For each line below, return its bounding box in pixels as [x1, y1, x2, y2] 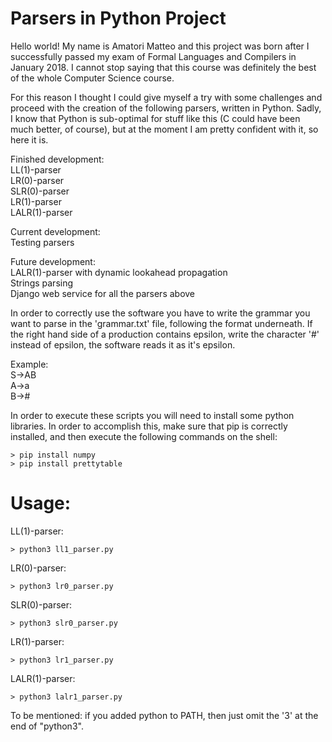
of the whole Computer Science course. [10, 72, 175, 84]
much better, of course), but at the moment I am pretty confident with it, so [10, 123, 319, 135]
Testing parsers [10, 236, 75, 248]
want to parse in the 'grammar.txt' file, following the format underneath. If [10, 317, 313, 329]
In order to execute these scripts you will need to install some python [10, 409, 295, 421]
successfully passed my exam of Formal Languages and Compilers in [10, 50, 297, 62]
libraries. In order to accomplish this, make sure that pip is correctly [10, 420, 288, 432]
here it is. [10, 133, 49, 146]
